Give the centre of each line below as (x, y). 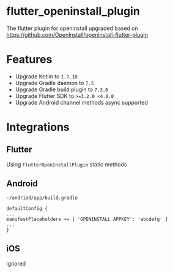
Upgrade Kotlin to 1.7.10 (46, 76)
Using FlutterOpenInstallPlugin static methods (67, 164)
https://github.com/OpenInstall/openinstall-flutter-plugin (77, 34)
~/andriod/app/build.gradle (42, 198)
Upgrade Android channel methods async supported (81, 102)
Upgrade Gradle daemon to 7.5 (54, 83)
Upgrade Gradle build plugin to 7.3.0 (61, 89)
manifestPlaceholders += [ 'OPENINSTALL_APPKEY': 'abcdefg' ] (87, 219)
